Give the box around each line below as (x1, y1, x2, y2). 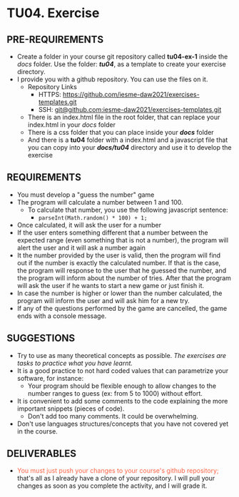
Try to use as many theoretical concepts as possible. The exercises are (16, 351, 226, 359)
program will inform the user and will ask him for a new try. (16, 296, 190, 304)
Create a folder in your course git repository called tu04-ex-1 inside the (16, 52, 228, 61)
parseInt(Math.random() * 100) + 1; (38, 214, 148, 222)
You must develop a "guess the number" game (16, 190, 155, 199)
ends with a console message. (16, 312, 107, 320)
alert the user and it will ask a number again (16, 243, 146, 252)
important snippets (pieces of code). (16, 404, 125, 413)
